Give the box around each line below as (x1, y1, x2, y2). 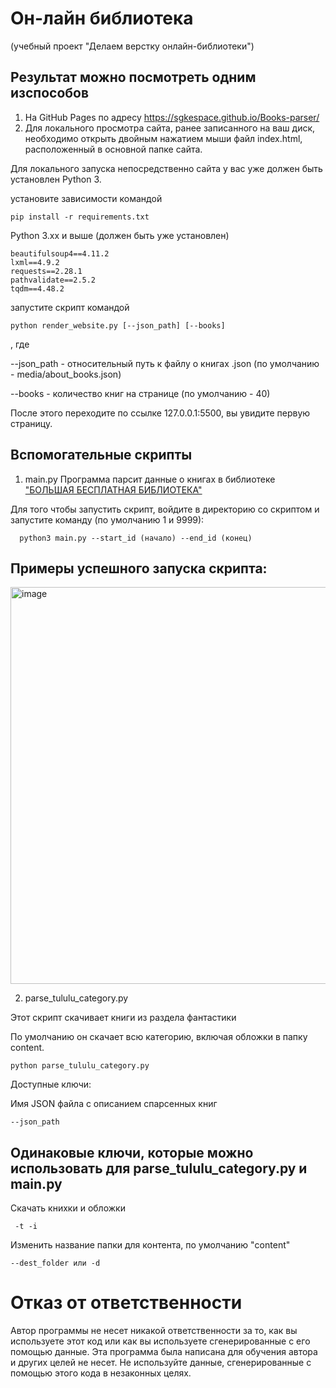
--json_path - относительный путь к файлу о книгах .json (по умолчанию (10, 357, 320, 369)
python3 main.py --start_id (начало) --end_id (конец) (19, 533, 253, 543)
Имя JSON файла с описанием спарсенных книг (10, 1098, 218, 1110)
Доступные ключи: (10, 1078, 92, 1091)
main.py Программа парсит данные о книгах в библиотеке (24, 473, 276, 485)
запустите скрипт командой (10, 301, 130, 313)
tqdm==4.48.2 (10, 283, 65, 294)
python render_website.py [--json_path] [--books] (10, 320, 226, 331)
